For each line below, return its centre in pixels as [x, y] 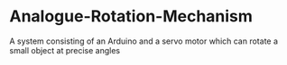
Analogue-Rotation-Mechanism [131, 16]
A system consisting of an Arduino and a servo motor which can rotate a [143, 41]
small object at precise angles [65, 50]
